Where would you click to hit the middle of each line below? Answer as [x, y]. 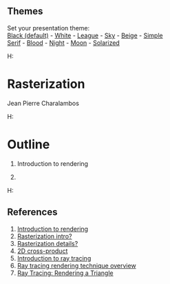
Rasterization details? [47, 243]
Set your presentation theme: [49, 28]
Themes [25, 11]
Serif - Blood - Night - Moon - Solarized [64, 42]
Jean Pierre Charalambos [43, 103]
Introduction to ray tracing [54, 258]
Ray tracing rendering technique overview [76, 265]
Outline [29, 144]
